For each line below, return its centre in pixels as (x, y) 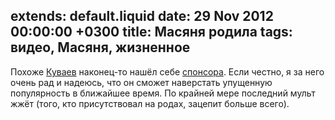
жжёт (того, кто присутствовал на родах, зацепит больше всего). (150, 103)
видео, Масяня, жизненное (100, 47)
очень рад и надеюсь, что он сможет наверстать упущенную (141, 82)
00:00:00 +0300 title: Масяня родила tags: (151, 32)
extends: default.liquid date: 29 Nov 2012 (142, 16)
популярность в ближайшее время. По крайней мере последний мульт (163, 93)
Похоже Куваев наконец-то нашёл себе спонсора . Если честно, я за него (167, 71)
